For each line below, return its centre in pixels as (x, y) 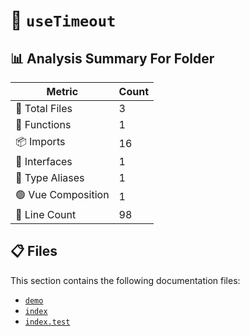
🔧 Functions (43, 124)
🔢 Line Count (46, 214)
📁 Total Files (44, 108)
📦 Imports (40, 141)
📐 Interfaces (44, 161)
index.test (47, 322)
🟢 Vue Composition (62, 194)
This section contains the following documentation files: (125, 280)
